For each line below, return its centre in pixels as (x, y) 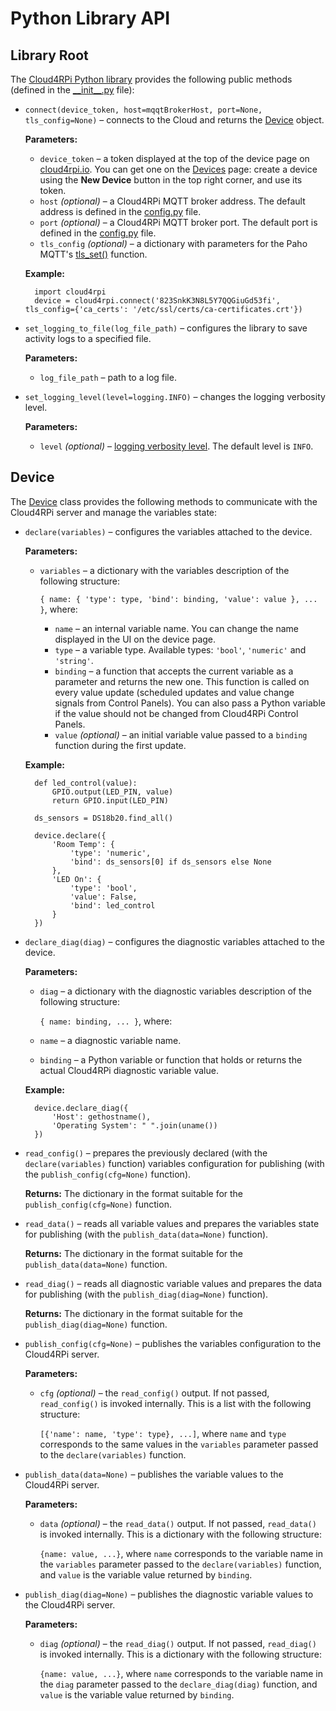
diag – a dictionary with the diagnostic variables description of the (176, 991)
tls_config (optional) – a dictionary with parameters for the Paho (173, 243)
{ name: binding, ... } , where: (106, 1021)
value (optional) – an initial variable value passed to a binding (181, 734)
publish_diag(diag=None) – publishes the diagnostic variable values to (169, 1594)
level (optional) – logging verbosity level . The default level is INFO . (176, 446)
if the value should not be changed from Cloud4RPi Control (176, 713)
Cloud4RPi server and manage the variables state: (114, 512)
